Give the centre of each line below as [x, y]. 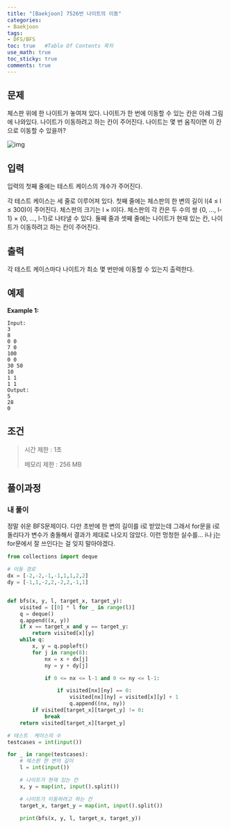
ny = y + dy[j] [66, 666]
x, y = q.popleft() [60, 646]
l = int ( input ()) [45, 768]
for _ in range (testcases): [48, 755]
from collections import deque [52, 557]
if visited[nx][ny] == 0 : [94, 691]
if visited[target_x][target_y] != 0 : [88, 710]
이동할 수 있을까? [43, 131]
